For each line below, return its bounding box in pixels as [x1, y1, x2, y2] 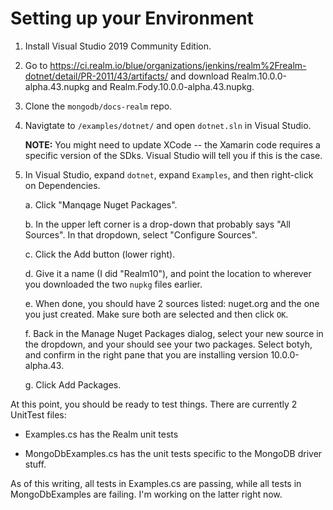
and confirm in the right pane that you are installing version [24, 348, 269, 361]
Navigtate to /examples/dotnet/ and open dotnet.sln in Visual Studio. [24, 119, 312, 131]
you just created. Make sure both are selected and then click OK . [24, 308, 289, 320]
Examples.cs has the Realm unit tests [24, 428, 179, 440]
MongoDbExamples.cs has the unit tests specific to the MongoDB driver [24, 447, 323, 459]
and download [169, 70, 230, 82]
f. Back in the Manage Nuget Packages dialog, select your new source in [24, 327, 324, 339]
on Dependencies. [24, 179, 101, 191]
